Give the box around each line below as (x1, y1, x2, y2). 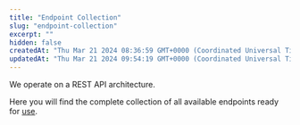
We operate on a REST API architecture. (9, 79, 156, 89)
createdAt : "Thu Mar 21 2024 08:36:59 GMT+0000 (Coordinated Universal (9, 46, 281, 55)
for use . (9, 106, 38, 116)
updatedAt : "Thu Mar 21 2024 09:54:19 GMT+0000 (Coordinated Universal (9, 54, 281, 63)
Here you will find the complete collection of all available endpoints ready (9, 96, 279, 107)
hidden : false (9, 37, 62, 47)
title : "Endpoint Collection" (9, 12, 122, 22)
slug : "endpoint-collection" (9, 21, 118, 30)
